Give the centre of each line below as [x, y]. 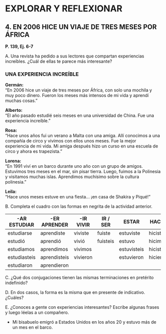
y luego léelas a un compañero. [37, 313]
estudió [16, 241]
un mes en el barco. [32, 328]
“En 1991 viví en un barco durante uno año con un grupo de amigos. [74, 166]
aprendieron [55, 265]
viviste [82, 233]
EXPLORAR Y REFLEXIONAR [64, 9]
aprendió [51, 241]
